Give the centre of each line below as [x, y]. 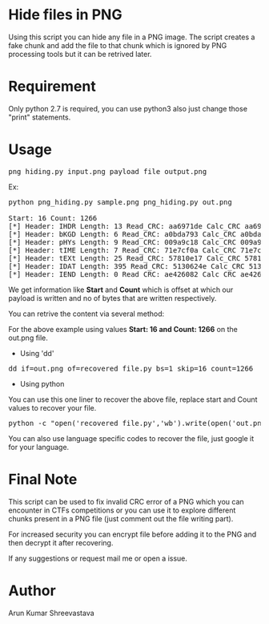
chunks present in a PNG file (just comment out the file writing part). [121, 518]
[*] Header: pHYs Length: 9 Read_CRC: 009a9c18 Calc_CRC [122, 242]
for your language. [39, 447]
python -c [27, 423]
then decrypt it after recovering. [61, 542]
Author [32, 590]
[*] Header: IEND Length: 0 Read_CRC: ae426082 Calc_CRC [122, 274]
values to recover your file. [52, 407]
